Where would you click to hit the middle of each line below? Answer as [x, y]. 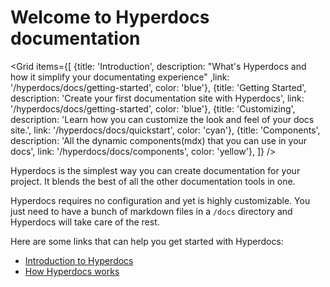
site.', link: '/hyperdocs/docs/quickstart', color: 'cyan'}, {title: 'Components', [165, 130]
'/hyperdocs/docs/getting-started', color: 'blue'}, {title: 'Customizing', [153, 108]
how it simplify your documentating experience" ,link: [120, 77]
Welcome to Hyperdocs [110, 17]
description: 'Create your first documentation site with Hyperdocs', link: [157, 98]
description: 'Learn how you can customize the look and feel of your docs [162, 119]
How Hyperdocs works [72, 271]
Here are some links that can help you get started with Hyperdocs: [147, 241]
